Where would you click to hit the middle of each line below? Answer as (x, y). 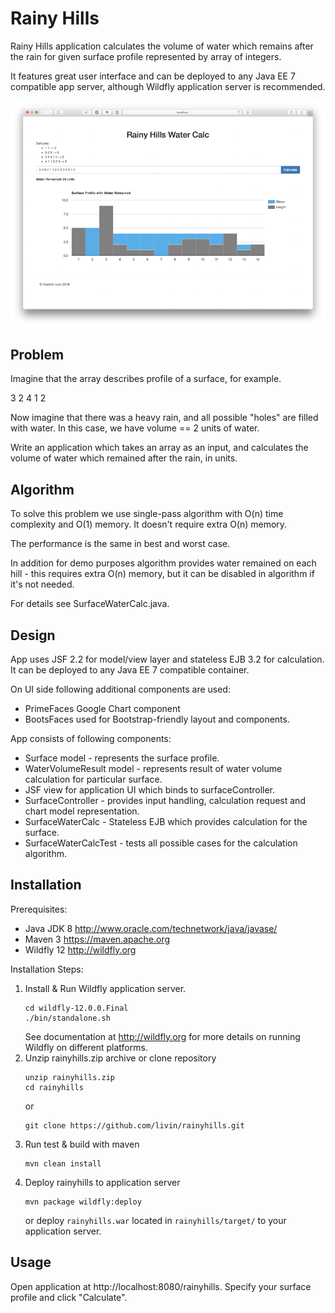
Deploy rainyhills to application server (102, 1182)
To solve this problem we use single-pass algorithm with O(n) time (147, 514)
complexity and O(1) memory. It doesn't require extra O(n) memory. (149, 524)
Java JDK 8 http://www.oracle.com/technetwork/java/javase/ (151, 928)
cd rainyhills (54, 1087)
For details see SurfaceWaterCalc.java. (90, 604)
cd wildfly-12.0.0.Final (76, 1008)
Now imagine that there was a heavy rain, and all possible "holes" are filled (164, 418)
